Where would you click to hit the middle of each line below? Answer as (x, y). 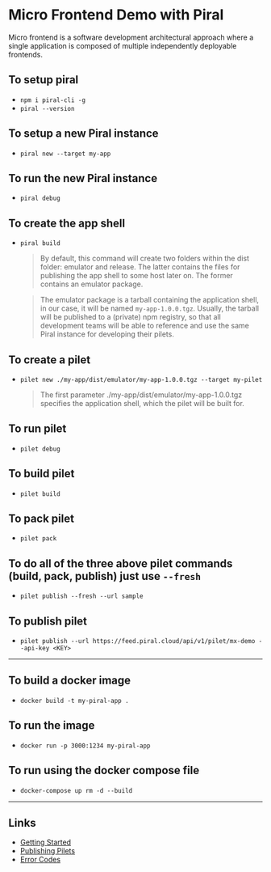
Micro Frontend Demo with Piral (116, 15)
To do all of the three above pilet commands (121, 563)
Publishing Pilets (47, 851)
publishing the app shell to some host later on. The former (137, 276)
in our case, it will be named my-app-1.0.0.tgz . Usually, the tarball (150, 308)
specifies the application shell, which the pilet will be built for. (142, 403)
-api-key (35, 649)
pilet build (40, 494)
